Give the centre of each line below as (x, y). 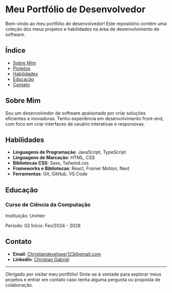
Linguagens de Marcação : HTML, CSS (54, 157)
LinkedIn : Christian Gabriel (41, 259)
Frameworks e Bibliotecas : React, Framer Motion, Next (71, 168)
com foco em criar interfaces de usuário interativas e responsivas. (75, 124)
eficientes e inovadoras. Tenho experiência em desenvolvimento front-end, (84, 118)
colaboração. (19, 285)
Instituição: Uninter (25, 216)
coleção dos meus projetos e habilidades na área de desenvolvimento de (82, 29)
